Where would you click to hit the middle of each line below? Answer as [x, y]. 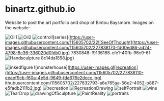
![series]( [61, 37]
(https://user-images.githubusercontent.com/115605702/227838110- [74, 72]
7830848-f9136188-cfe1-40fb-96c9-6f [111, 53]
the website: [18, 27]
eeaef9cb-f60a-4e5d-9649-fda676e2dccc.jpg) [53, 78]
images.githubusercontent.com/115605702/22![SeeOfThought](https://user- [82, 42]
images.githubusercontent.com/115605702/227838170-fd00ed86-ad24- [78, 47]
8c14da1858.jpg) [58, 58]
